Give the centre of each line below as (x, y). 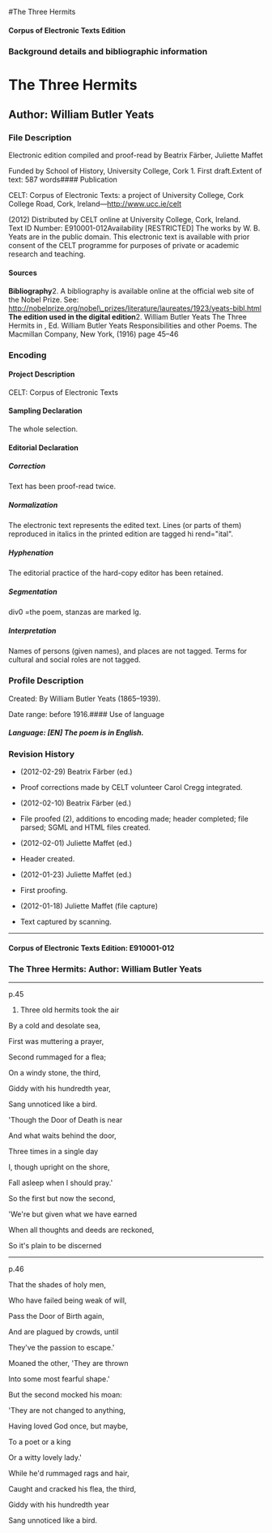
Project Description (42, 374)
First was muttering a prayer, (56, 1041)
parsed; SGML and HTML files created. (85, 827)
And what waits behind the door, (62, 1136)
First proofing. (44, 890)
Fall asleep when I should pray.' (61, 1183)
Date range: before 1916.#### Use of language (86, 714)
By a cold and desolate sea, (55, 1025)
